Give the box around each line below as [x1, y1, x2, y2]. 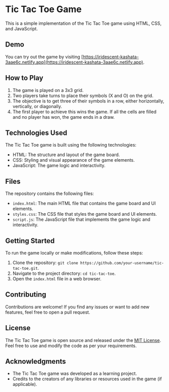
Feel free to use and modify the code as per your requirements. [5, 342, 137, 349]
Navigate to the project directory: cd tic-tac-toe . [12, 270, 116, 276]
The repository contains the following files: [5, 190, 94, 197]
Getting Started [5, 236, 55, 245]
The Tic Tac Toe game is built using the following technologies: [5, 142, 137, 148]
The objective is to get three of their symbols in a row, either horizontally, [12, 97, 164, 104]
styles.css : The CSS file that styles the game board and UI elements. [12, 211, 157, 217]
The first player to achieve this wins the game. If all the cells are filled [12, 109, 157, 115]
